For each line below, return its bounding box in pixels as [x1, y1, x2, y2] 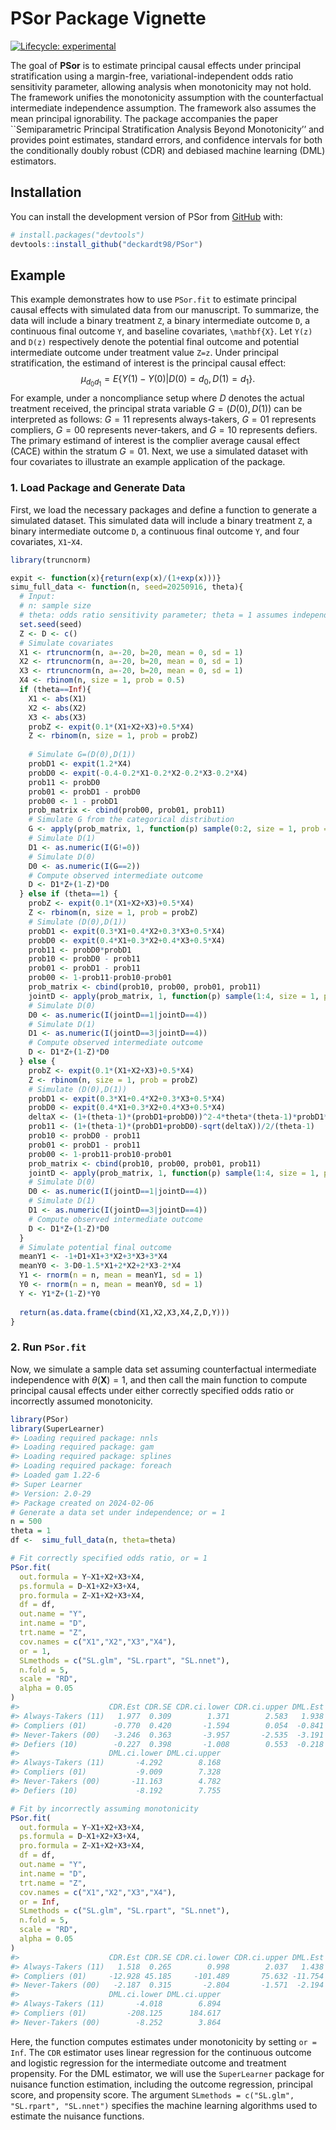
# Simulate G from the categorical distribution [28, 815, 235, 825]
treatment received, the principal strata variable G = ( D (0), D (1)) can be [10, 403, 303, 415]
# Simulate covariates [19, 638, 114, 648]
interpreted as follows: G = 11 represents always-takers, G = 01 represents [10, 413, 317, 426]
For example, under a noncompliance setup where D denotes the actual [10, 392, 305, 404]
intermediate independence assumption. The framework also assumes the [10, 102, 317, 114]
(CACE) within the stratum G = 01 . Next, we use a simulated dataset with [10, 445, 309, 457]
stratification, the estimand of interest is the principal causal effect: [10, 357, 287, 369]
